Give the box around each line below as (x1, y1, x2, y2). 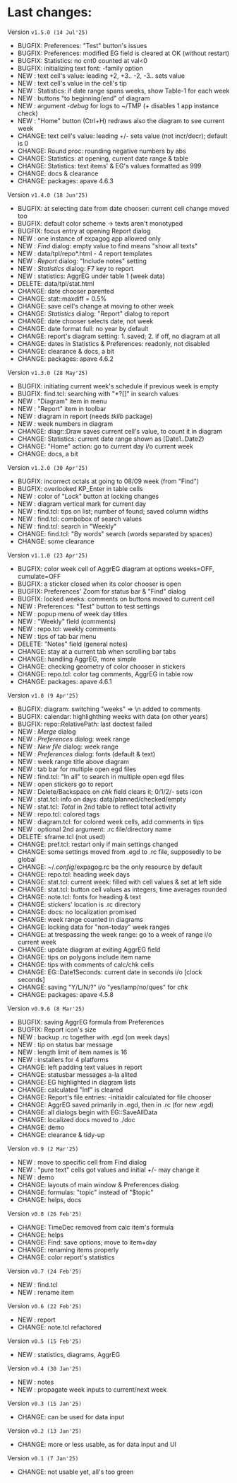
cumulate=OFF (17, 572, 61, 580)
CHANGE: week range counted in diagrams (17, 915, 143, 923)
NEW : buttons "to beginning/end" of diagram (17, 93, 150, 103)
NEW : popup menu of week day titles (17, 609, 128, 618)
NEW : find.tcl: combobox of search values (17, 514, 142, 523)
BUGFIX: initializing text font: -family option (17, 64, 143, 72)
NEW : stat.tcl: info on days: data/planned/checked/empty (17, 795, 187, 803)
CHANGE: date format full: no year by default (17, 324, 149, 333)
